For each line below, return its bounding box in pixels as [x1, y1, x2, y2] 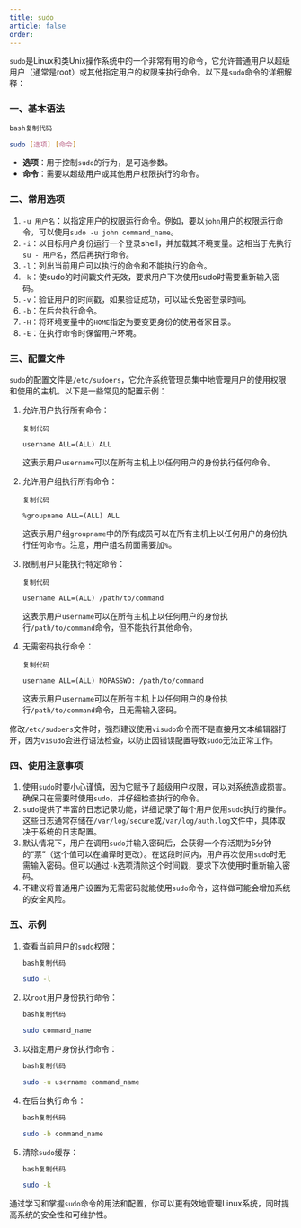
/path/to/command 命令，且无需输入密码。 [30, 704, 182, 715]
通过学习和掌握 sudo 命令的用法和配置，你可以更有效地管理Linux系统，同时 [9, 1198, 282, 1209]
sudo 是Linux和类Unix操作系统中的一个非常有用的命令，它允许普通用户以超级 [9, 56, 290, 66]
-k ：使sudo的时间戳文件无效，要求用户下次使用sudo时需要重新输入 [22, 271, 272, 282]
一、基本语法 [9, 102, 66, 115]
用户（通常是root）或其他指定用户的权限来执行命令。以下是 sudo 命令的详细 [9, 66, 285, 77]
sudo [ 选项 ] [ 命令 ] [9, 140, 77, 149]
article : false [9, 22, 66, 31]
